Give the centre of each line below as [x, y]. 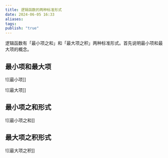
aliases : [14, 19]
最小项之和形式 [28, 107]
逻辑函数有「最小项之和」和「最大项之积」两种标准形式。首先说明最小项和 [82, 43]
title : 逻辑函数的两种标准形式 [33, 10]
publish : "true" [22, 28]
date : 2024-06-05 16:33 [30, 14]
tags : [11, 24]
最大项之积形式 [28, 138]
